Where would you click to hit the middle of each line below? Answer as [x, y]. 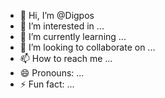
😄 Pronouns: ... [52, 73]
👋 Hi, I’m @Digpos [57, 15]
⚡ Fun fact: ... [47, 84]
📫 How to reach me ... [66, 58]
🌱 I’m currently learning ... [73, 36]
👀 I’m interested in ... [62, 26]
